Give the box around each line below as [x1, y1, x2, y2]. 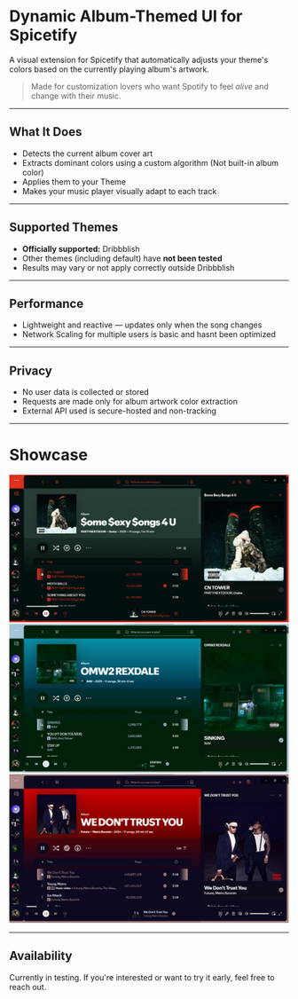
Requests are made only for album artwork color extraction [21, 397, 238, 407]
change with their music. [30, 90, 122, 101]
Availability [9, 948, 73, 964]
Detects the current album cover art [21, 148, 153, 159]
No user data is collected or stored [21, 387, 149, 397]
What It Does [9, 124, 82, 139]
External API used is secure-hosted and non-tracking [21, 405, 217, 416]
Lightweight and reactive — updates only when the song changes [21, 319, 263, 330]
